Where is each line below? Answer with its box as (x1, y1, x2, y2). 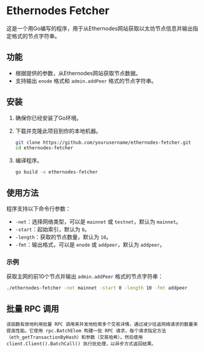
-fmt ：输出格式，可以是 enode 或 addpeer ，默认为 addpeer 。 (15, 241, 165, 248)
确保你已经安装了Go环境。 (15, 114, 82, 121)
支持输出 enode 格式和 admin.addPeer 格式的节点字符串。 (15, 77, 157, 84)
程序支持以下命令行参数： (6, 205, 71, 212)
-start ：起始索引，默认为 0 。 (15, 226, 90, 233)
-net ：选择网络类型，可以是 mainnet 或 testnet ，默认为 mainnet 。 (15, 218, 182, 225)
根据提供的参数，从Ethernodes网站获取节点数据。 (15, 69, 142, 77)
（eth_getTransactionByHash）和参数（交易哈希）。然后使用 (6, 334, 143, 340)
